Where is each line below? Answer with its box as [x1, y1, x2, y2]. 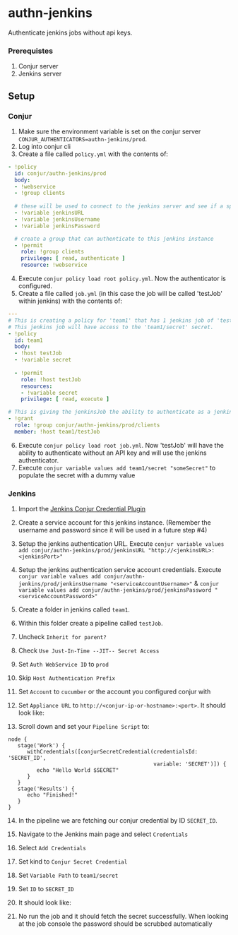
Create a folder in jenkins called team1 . [18, 605, 130, 614]
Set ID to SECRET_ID [18, 885, 74, 893]
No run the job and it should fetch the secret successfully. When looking [18, 912, 229, 921]
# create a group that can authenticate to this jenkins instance [14, 235, 214, 242]
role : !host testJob [20, 376, 81, 383]
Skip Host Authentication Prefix [18, 674, 116, 682]
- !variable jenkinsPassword [14, 222, 100, 230]
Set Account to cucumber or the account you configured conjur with [18, 687, 211, 696]
